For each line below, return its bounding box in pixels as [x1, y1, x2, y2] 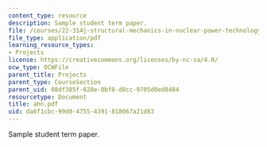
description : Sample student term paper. [8, 19, 148, 27]
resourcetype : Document [8, 93, 87, 101]
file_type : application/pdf [8, 33, 102, 42]
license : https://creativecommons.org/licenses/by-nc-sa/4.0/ [8, 56, 219, 64]
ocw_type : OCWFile [8, 64, 69, 72]
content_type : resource [8, 11, 87, 20]
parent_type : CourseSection [8, 78, 102, 86]
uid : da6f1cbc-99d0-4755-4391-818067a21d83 [8, 108, 155, 116]
